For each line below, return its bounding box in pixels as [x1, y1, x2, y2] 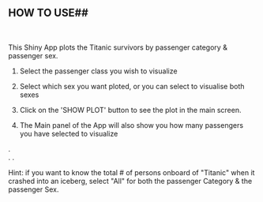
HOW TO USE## [8, 6, 88, 20]
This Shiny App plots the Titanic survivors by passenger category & [8, 43, 227, 52]
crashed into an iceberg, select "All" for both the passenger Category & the [8, 176, 253, 185]
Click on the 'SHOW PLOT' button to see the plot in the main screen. [19, 105, 242, 114]
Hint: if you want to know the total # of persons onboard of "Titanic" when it [8, 167, 255, 177]
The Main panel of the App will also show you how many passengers [19, 120, 243, 129]
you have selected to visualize [19, 129, 118, 138]
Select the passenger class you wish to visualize [19, 66, 178, 76]
